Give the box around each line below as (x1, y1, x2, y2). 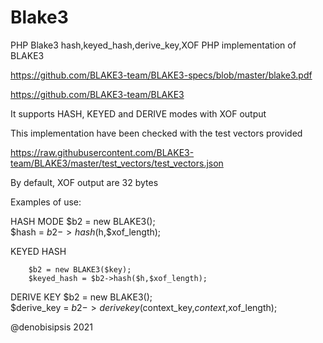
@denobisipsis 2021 (10, 321, 93, 333)
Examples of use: (10, 196, 82, 208)
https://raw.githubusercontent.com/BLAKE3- (10, 146, 195, 158)
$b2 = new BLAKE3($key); (28, 264, 132, 275)
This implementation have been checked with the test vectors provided (10, 127, 303, 139)
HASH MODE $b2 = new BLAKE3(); (10, 215, 156, 227)
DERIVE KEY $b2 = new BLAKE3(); (10, 291, 153, 303)
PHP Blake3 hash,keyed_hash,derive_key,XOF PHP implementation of (10, 39, 297, 51)
